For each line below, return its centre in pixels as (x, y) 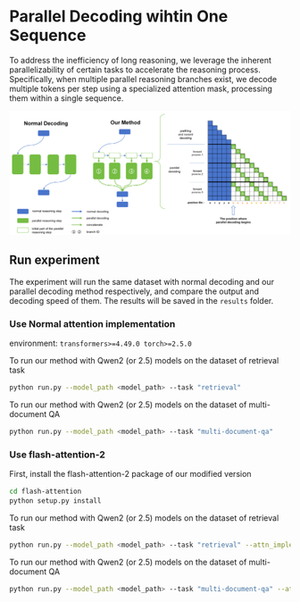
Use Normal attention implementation (92, 323)
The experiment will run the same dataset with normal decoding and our (142, 281)
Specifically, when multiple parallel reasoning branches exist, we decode (143, 79)
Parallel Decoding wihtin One (119, 17)
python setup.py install (55, 501)
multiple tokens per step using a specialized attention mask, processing (141, 88)
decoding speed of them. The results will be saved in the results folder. (142, 300)
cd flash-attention (46, 492)
